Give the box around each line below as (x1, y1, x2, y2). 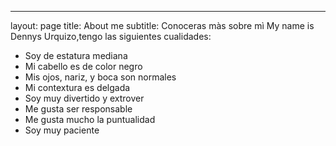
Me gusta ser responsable (24, 103, 133, 115)
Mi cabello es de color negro (24, 61, 143, 72)
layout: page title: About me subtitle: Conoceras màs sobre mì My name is (10, 20, 315, 31)
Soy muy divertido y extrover (24, 92, 145, 104)
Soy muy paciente (24, 124, 100, 136)
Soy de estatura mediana (24, 50, 128, 61)
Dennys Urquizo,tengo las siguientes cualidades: (10, 31, 212, 42)
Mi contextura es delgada (24, 82, 131, 93)
